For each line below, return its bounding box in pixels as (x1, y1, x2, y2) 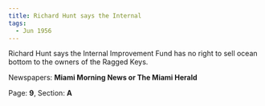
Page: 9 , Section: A (8, 88, 72, 98)
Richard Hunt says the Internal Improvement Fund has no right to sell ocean (8, 49, 259, 59)
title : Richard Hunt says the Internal (8, 11, 142, 20)
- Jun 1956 (15, 26, 52, 35)
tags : (8, 19, 26, 27)
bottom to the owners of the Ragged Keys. (8, 57, 149, 67)
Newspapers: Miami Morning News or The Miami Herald (8, 73, 198, 83)
